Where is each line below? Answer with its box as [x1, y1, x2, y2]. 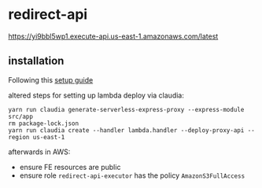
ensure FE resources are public [19, 162, 121, 171]
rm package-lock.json [8, 120, 79, 127]
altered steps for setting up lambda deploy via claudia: [8, 90, 185, 100]
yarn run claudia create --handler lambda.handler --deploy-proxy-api [8, 126, 245, 135]
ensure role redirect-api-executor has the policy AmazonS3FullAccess [19, 171, 245, 180]
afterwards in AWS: [8, 147, 71, 157]
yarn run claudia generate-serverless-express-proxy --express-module [8, 105, 245, 113]
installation [8, 54, 65, 68]
